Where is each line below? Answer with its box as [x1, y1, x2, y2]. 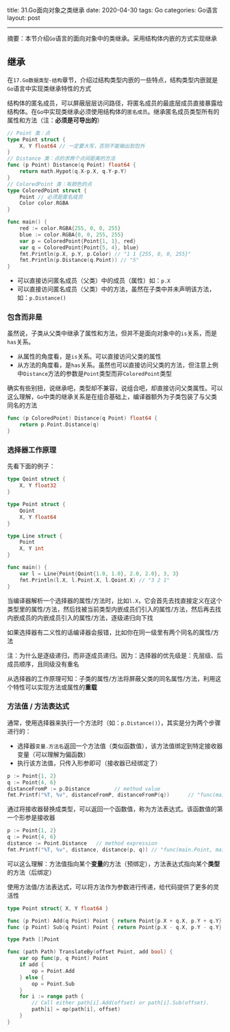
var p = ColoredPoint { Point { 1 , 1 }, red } [19, 237, 136, 245]
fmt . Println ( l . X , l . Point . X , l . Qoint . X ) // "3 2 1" [19, 577, 170, 584]
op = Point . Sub [31, 980, 75, 987]
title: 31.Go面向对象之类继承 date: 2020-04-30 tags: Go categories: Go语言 [7, 6, 218, 14]
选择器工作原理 [7, 445, 57, 455]
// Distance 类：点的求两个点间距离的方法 [7, 155, 116, 163]
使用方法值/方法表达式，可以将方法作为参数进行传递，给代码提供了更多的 [7, 883, 214, 891]
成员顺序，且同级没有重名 [7, 660, 79, 668]
